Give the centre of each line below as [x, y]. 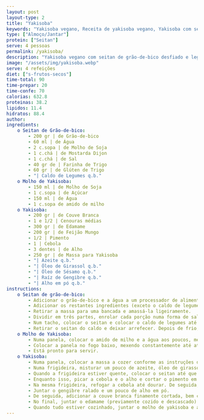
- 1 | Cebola [45, 244]
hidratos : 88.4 [25, 114]
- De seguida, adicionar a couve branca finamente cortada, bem [111, 396]
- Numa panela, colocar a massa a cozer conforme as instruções [111, 362]
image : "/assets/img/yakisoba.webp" [53, 63]
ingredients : [23, 125]
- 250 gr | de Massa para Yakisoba [73, 255]
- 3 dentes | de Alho [56, 249]
